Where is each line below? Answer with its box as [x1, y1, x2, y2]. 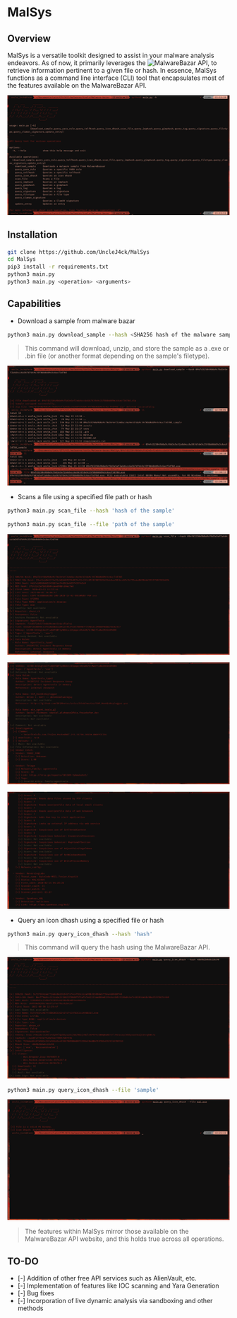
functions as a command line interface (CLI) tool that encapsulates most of [7, 74, 224, 82]
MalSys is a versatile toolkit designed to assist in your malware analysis [7, 51, 214, 59]
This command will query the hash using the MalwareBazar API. [24, 943, 210, 952]
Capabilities [7, 298, 61, 310]
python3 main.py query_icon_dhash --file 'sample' [7, 1086, 159, 1093]
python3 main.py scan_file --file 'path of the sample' [7, 520, 175, 527]
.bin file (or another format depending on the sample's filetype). [24, 351, 210, 360]
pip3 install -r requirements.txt [7, 263, 109, 271]
